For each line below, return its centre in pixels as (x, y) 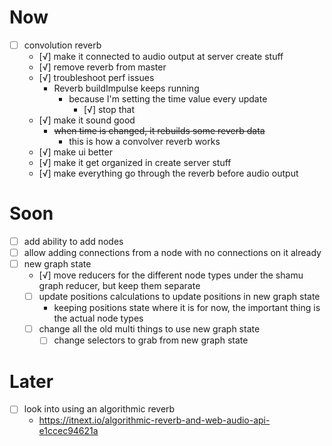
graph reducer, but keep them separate (119, 286)
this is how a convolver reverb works (144, 141)
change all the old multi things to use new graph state (149, 329)
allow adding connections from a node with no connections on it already (172, 252)
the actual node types (98, 318)
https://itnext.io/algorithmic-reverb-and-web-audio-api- (154, 420)
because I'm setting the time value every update (168, 99)
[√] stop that (109, 109)
